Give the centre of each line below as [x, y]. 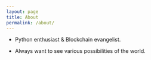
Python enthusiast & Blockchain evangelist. [68, 40]
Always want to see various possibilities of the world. [80, 51]
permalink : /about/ [30, 23]
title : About [22, 17]
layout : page [22, 12]
